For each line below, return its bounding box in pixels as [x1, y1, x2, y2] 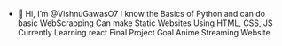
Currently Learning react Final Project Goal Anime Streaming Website [17, 27, 270, 37]
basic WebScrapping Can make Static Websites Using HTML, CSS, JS [17, 18, 273, 28]
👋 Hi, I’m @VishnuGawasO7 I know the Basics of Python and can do [17, 9, 266, 19]
